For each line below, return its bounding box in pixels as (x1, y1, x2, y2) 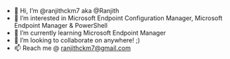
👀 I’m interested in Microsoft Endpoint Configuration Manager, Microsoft (13, 14, 223, 22)
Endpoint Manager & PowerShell (13, 22, 108, 29)
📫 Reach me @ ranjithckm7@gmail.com (13, 44, 132, 52)
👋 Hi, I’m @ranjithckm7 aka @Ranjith (13, 7, 120, 15)
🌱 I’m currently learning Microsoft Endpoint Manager (13, 28, 167, 37)
